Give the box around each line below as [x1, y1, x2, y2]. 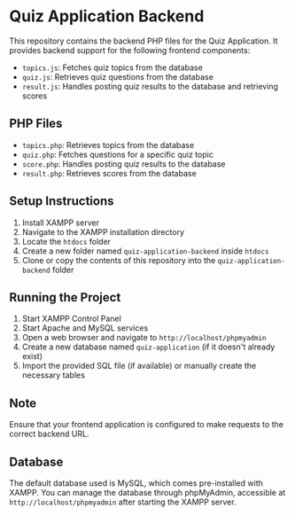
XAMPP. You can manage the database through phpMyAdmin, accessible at [9, 488, 286, 497]
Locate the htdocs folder [21, 236, 112, 246]
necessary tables [21, 370, 86, 380]
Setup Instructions [9, 193, 114, 209]
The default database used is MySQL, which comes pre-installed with [9, 478, 264, 489]
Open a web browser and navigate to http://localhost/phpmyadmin [21, 332, 267, 343]
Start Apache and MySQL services [21, 323, 149, 333]
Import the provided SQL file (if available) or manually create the [21, 361, 257, 371]
